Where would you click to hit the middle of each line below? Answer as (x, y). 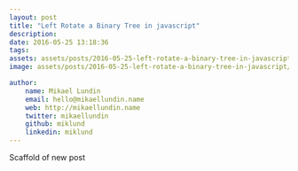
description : (33, 34)
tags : (19, 51)
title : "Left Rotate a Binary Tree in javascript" (105, 26)
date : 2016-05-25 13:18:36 (59, 42)
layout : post (33, 17)
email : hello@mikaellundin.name (85, 99)
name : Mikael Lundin (63, 91)
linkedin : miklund (59, 132)
